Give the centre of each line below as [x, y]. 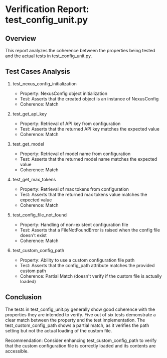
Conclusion [24, 297]
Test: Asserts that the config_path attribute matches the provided [87, 265]
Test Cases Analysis [38, 72]
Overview [21, 38]
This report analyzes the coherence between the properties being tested [80, 50]
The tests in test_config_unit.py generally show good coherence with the [80, 309]
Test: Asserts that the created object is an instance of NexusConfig [89, 98]
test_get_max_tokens [34, 179]
